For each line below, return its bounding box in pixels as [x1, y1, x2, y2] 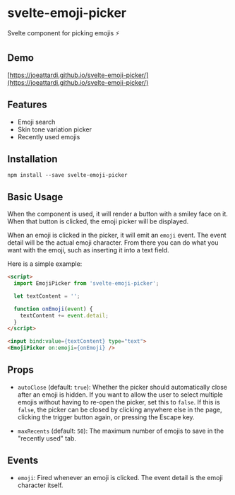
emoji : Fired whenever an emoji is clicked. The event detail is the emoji [17, 473, 224, 482]
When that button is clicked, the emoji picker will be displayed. [7, 217, 189, 226]
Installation [7, 153, 58, 165]
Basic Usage [7, 191, 64, 203]
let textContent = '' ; [13, 292, 80, 300]
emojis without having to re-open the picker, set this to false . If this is [17, 397, 220, 406]
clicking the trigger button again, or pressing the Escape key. [17, 412, 195, 421]
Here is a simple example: [7, 260, 83, 268]
